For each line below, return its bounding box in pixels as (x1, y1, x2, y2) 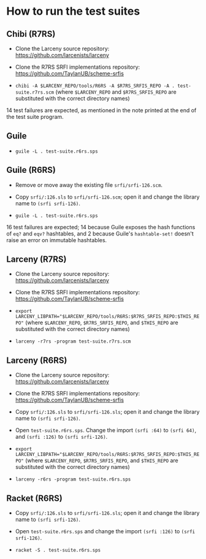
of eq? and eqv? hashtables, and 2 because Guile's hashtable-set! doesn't (6, 230, 194, 237)
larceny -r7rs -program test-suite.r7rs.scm (15, 338, 131, 344)
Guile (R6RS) (6, 165, 56, 175)
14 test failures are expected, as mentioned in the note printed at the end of (6, 107, 197, 114)
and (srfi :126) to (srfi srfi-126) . (15, 433, 108, 441)
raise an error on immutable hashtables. (6, 236, 107, 243)
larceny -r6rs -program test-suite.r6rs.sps (15, 476, 131, 482)
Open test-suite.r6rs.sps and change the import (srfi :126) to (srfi (15, 528, 196, 535)
